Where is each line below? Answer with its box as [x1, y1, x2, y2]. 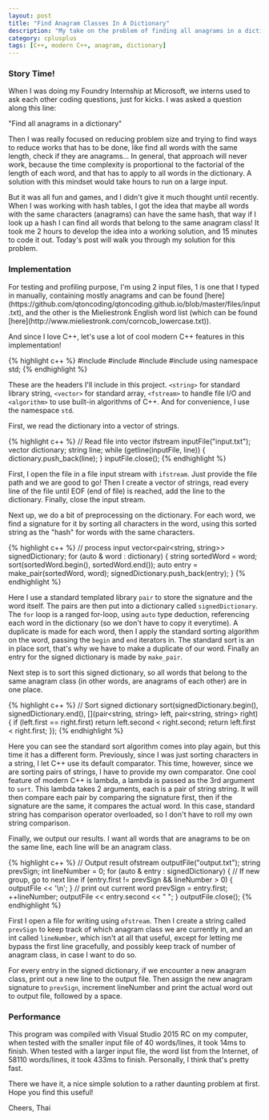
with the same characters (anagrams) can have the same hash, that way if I [8, 209, 256, 219]
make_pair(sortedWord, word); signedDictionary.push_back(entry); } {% [8, 568, 246, 578]
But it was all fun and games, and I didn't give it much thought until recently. [8, 193, 259, 202]
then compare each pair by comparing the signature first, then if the [8, 792, 233, 802]
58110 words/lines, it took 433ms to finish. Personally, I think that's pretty [8, 1055, 250, 1065]
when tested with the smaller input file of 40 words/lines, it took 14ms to [8, 1038, 247, 1048]
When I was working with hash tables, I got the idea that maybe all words [8, 201, 250, 211]
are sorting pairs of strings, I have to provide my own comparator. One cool [8, 767, 256, 777]
